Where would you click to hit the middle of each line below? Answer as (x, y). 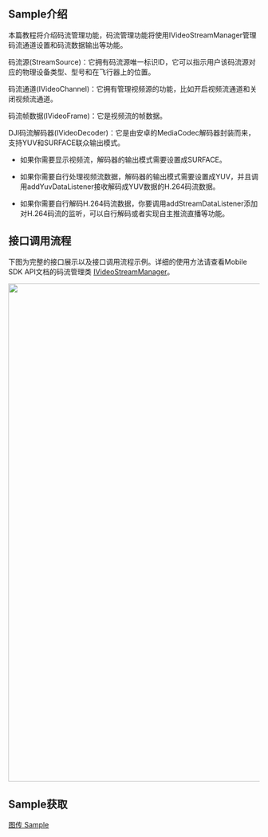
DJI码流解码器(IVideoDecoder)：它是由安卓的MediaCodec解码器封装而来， (132, 132)
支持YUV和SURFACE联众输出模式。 (67, 143)
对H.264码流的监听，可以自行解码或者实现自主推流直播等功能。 (124, 213)
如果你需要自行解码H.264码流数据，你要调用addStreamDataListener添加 (139, 203)
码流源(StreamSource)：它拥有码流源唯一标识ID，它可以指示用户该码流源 (128, 61)
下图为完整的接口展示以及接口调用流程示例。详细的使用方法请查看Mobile (128, 261)
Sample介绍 (38, 14)
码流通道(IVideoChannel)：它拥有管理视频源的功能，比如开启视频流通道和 (129, 88)
